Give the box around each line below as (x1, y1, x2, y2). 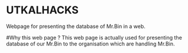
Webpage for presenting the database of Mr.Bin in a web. (6, 23, 146, 30)
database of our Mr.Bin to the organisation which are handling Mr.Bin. (6, 40, 176, 47)
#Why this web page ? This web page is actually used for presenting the (6, 34, 182, 41)
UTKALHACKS (6, 3, 79, 17)
